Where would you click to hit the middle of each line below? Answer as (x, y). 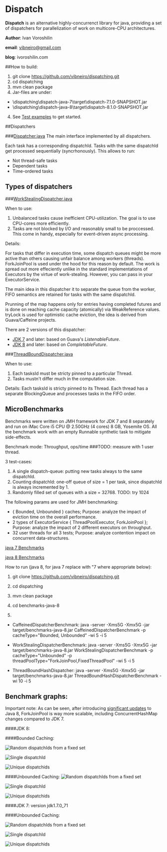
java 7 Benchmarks (25, 547)
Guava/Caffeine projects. (31, 320)
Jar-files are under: (32, 92)
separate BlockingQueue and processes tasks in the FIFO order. (71, 393)
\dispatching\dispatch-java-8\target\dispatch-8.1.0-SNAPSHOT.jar (80, 107)
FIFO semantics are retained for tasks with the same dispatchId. (70, 294)
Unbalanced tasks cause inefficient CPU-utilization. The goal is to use (84, 218)
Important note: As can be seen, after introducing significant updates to (78, 708)
